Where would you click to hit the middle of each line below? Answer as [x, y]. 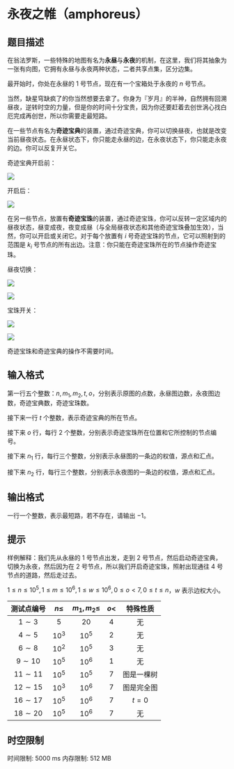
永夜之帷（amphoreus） [78, 14]
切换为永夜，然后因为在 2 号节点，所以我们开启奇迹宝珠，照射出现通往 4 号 [115, 566]
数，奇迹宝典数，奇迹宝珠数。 [50, 403]
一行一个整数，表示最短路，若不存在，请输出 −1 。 [78, 515]
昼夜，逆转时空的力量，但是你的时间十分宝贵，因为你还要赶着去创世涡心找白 [117, 107]
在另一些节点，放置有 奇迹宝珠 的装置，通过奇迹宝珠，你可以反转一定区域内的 [117, 219]
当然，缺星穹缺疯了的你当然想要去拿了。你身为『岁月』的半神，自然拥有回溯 [117, 98]
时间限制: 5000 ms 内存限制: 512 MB [59, 759]
